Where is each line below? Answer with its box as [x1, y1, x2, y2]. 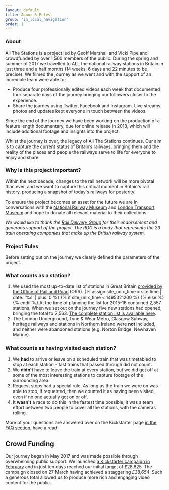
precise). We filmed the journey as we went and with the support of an [5, 71, 151, 77]
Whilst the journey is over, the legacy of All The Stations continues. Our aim [5, 138, 162, 144]
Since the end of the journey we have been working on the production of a [5, 117, 160, 124]
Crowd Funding [5, 439, 54, 448]
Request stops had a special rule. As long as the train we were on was [12, 382, 158, 389]
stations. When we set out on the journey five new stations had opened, [12, 305, 162, 311]
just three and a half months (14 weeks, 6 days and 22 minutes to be [5, 66, 147, 72]
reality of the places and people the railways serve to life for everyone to [5, 149, 156, 155]
